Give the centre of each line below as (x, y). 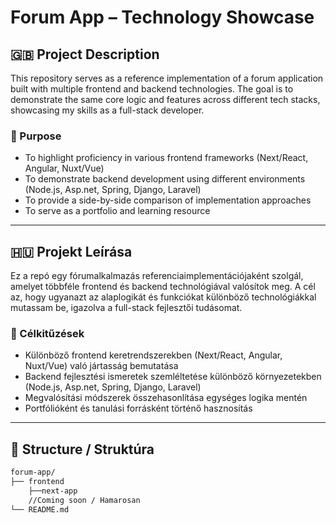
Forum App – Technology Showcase (162, 17)
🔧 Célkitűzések (47, 334)
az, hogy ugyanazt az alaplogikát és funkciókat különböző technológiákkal (163, 297)
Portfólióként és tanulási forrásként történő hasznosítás (138, 408)
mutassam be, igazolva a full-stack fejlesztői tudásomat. (126, 308)
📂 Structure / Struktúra (82, 449)
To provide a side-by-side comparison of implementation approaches (168, 200)
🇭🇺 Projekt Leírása (71, 251)
